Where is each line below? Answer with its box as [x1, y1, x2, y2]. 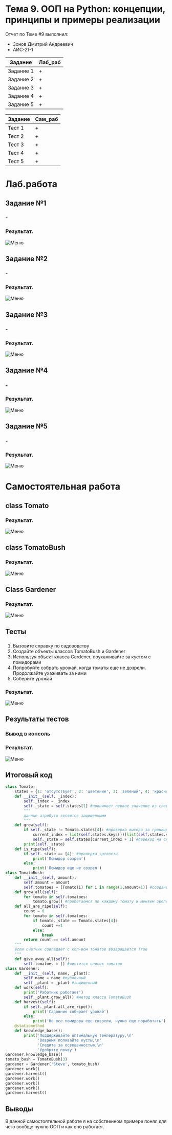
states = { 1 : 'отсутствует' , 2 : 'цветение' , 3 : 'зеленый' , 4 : [14, 789, 150, 795]
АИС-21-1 [12, 46, 33, 52]
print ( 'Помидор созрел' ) [32, 856, 86, 861]
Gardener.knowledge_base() [5, 1052, 63, 1057]
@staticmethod [14, 1023, 45, 1029]
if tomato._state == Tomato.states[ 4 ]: [32, 918, 118, 923]
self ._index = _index [24, 799, 70, 804]
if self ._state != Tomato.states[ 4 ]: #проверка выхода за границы [24, 827, 168, 833]
